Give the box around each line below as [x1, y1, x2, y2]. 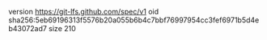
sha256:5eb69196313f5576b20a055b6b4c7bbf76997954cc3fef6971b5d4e [8, 15, 260, 25]
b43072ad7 [8, 24, 47, 33]
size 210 [48, 24, 77, 33]
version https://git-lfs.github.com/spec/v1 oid [8, 7, 159, 16]
